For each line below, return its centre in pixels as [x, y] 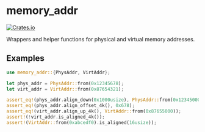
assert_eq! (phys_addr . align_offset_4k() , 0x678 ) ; [71, 106]
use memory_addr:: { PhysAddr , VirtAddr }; [59, 72]
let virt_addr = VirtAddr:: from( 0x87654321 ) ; [65, 89]
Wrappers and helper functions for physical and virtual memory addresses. [101, 39]
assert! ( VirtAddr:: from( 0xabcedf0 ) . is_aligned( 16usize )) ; [81, 122]
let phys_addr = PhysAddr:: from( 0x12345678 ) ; [65, 83]
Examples [25, 58]
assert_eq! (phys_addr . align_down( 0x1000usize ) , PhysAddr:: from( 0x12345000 [103, 100]
